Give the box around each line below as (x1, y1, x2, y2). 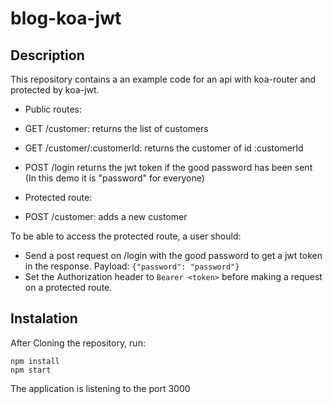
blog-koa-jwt (10, 7, 122, 30)
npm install (10, 356, 60, 366)
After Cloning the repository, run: (10, 337, 146, 349)
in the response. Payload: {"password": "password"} (24, 260, 240, 272)
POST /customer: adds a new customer (24, 211, 188, 222)
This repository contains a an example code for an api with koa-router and (10, 73, 317, 85)
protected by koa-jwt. (10, 84, 100, 96)
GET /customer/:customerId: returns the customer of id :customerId (24, 142, 304, 154)
